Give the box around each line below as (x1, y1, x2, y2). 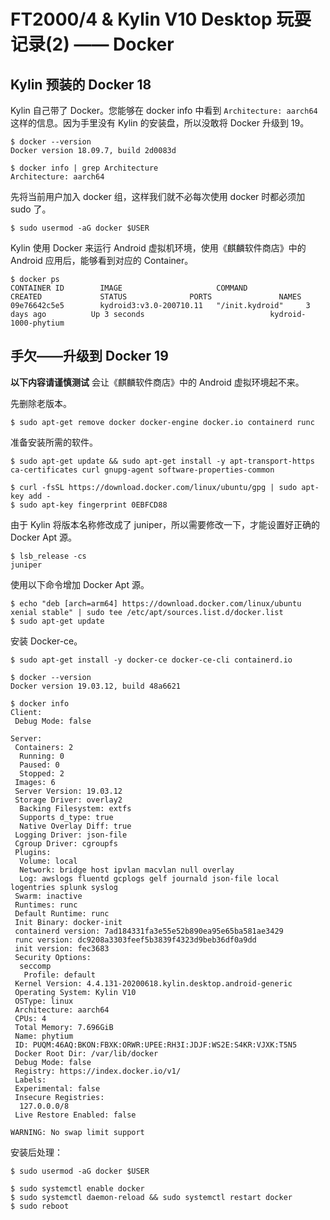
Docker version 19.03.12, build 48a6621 (10, 681, 182, 691)
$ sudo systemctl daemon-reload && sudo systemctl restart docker (10, 1192, 293, 1202)
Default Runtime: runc (14, 908, 110, 919)
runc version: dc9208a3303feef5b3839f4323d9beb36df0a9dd (14, 935, 257, 945)
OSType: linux (14, 996, 74, 1006)
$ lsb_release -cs (10, 551, 87, 561)
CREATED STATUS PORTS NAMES (10, 292, 302, 302)
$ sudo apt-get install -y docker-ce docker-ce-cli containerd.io (10, 655, 293, 665)
